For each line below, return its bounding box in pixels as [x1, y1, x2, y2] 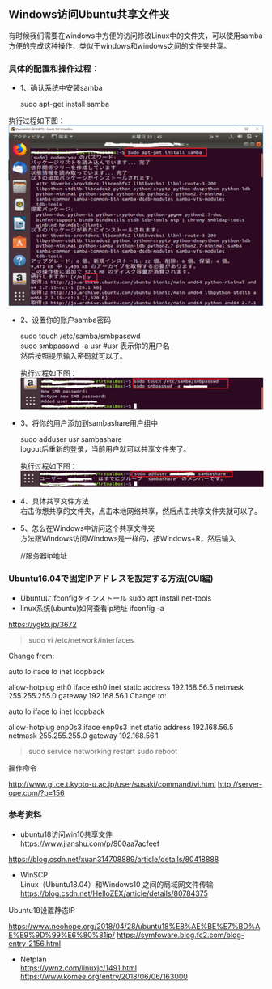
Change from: [8, 651, 55, 660]
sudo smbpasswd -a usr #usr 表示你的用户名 [19, 341, 170, 350]
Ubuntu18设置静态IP [8, 905, 75, 915]
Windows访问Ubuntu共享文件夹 [8, 7, 170, 22]
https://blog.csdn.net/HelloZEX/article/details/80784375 [19, 889, 208, 898]
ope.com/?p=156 [8, 787, 65, 797]
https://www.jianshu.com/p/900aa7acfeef [19, 838, 160, 848]
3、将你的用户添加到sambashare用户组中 [19, 418, 159, 427]
